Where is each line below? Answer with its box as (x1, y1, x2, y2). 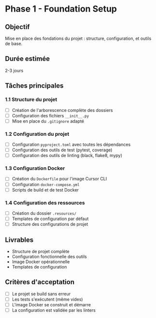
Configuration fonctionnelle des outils (12, 254, 87, 259)
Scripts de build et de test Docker (12, 187, 79, 192)
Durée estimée (5, 55, 50, 63)
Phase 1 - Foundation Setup (5, 3, 117, 15)
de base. (5, 41, 23, 47)
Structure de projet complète (12, 248, 70, 254)
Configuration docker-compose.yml (12, 181, 80, 187)
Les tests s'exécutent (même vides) (12, 296, 83, 302)
